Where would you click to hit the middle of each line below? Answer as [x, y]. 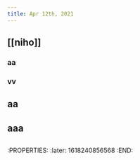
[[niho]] [24, 43]
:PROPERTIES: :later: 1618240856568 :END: [70, 150]
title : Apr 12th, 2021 [40, 14]
